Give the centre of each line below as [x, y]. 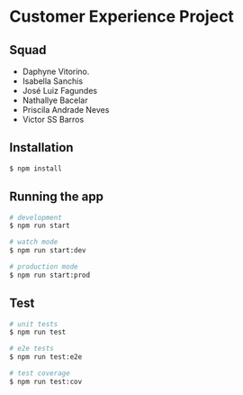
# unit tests [34, 324]
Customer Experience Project [121, 17]
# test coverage [40, 373]
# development [36, 217]
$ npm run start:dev [48, 251]
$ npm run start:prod [50, 275]
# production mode [44, 267]
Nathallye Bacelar [55, 100]
